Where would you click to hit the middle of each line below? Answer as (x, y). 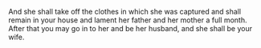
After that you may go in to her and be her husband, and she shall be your (130, 28)
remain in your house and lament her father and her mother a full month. (128, 20)
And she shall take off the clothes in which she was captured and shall (125, 12)
